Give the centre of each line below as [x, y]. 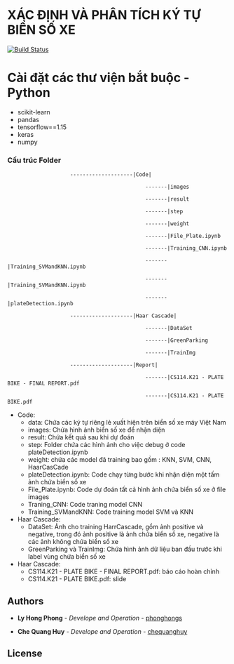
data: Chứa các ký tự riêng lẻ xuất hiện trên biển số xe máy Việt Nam [127, 423]
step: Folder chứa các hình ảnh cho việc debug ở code [106, 445]
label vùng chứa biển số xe [67, 557]
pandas [28, 119]
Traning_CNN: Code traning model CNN [85, 505]
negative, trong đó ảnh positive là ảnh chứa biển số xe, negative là [123, 534]
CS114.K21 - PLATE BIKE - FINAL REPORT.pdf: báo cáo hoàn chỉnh [123, 571]
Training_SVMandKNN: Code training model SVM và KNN [111, 512]
